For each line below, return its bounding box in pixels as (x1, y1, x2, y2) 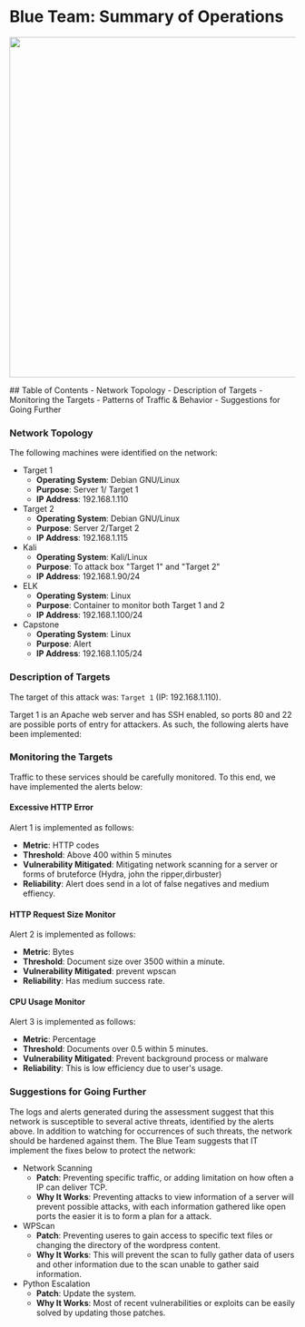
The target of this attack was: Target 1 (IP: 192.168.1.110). (9, 692, 221, 703)
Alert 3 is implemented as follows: (9, 1017, 136, 1027)
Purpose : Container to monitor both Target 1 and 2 (35, 600, 225, 611)
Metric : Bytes (22, 947, 74, 958)
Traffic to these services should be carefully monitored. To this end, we (9, 772, 276, 782)
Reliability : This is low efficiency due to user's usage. (22, 1063, 223, 1074)
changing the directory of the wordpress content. (35, 1239, 221, 1250)
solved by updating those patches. (35, 1307, 166, 1318)
